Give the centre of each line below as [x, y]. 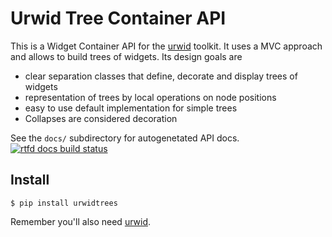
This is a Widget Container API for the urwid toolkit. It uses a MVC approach [166, 46]
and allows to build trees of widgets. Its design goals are [126, 56]
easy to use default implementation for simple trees [131, 108]
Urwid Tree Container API [118, 18]
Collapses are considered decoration [101, 118]
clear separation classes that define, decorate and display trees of [161, 76]
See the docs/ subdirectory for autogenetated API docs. [125, 138]
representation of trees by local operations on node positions [150, 97]
